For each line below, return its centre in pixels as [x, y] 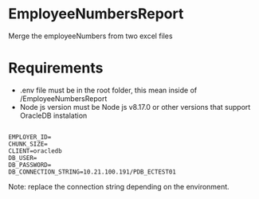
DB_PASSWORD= [30, 165]
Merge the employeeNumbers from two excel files [90, 36]
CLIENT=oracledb [35, 151]
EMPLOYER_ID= [30, 137]
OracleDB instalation [53, 115]
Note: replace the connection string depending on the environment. [119, 186]
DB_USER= [23, 158]
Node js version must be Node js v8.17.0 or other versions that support [135, 107]
